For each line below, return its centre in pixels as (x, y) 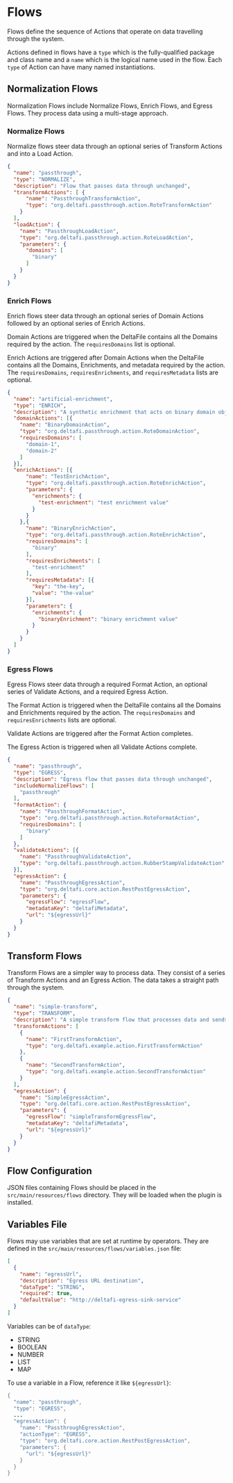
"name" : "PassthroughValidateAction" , (76, 857)
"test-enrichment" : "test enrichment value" (103, 502)
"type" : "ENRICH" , (40, 405)
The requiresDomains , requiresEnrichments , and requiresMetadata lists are (113, 372)
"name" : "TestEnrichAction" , (68, 477)
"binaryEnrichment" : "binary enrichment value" (108, 619)
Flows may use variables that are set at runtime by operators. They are (108, 1241)
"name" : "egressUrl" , (51, 1274)
